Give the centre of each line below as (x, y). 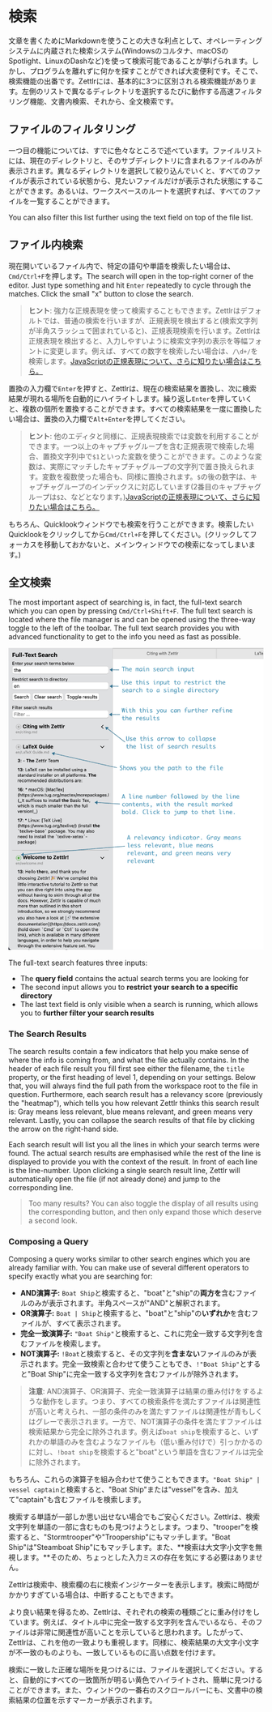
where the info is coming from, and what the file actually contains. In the (129, 1060)
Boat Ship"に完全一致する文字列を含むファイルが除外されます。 (137, 1374)
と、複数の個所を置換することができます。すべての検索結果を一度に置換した (135, 408)
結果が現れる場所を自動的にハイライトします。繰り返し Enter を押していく (130, 399)
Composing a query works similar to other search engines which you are (130, 1259)
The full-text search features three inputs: (78, 963)
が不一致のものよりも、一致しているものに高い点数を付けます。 (114, 1653)
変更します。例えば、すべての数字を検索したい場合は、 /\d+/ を (154, 351)
